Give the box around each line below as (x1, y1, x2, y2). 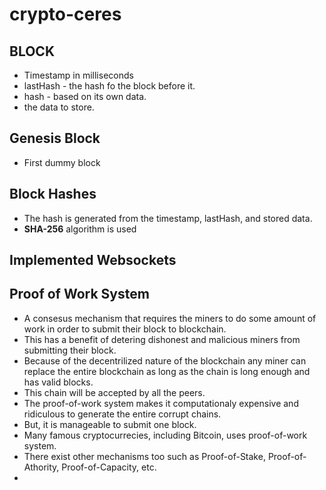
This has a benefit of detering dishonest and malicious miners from (23, 333, 301, 345)
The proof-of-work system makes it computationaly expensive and (23, 397, 299, 409)
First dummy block (23, 156, 101, 168)
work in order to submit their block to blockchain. (23, 323, 227, 335)
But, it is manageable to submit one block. (23, 418, 197, 430)
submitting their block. (23, 344, 117, 356)
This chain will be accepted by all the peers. (23, 386, 206, 398)
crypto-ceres (9, 3, 122, 26)
